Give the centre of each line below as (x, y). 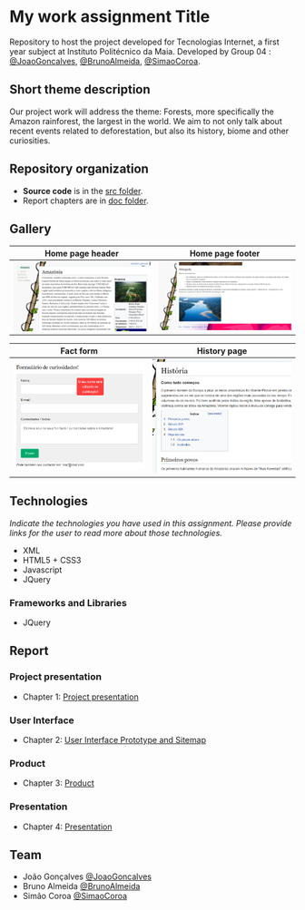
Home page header (82, 253)
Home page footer (225, 253)
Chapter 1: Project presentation (80, 697)
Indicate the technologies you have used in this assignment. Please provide (151, 523)
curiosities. (30, 140)
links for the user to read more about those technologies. (116, 533)
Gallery (30, 229)
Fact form (79, 350)
